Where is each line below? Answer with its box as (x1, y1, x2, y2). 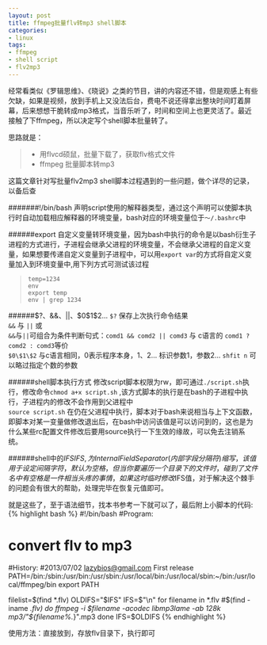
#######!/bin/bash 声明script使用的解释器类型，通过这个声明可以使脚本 (8, 203, 246, 212)
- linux (8, 33, 34, 42)
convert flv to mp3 (8, 536, 132, 555)
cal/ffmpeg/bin (8, 579, 57, 589)
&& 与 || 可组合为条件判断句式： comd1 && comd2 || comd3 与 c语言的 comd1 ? (8, 330, 250, 340)
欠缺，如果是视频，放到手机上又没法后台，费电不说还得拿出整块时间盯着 (8, 96, 244, 105)
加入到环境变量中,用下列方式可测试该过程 (14, 259, 150, 269)
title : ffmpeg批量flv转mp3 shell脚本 (8, 19, 127, 27)
